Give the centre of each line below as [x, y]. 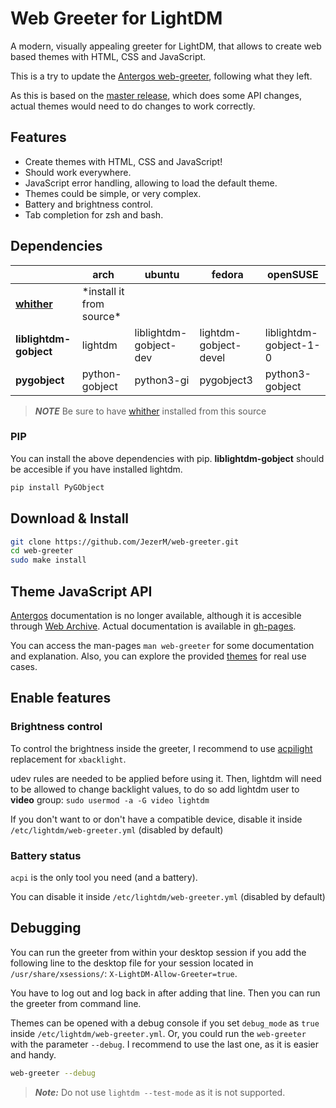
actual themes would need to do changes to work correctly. [133, 106]
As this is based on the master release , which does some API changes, [156, 95]
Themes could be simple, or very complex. [113, 193]
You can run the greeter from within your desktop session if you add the [158, 952]
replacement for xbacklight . [68, 759]
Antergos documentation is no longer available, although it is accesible [156, 615]
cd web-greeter [42, 551]
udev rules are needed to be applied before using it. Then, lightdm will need [166, 778]
